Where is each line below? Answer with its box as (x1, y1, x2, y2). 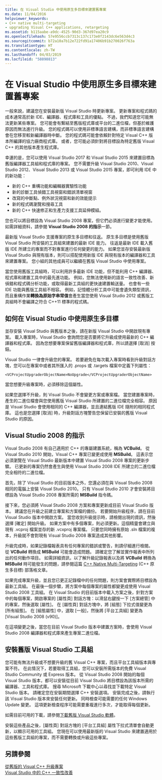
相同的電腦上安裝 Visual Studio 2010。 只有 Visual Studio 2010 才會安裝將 (5, 485, 151, 492)
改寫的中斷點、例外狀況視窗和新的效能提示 (12, 195, 97, 201)
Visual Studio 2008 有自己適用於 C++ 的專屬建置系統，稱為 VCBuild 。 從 (5, 445, 150, 451)
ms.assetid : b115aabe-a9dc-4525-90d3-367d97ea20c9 (5, 30, 109, 34)
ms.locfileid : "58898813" (5, 57, 57, 62)
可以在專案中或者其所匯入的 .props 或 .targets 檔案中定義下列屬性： (17, 363, 152, 368)
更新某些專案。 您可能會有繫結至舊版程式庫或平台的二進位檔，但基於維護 (9, 120, 154, 126)
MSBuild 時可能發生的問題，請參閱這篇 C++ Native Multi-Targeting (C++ (5, 561, 149, 567)
